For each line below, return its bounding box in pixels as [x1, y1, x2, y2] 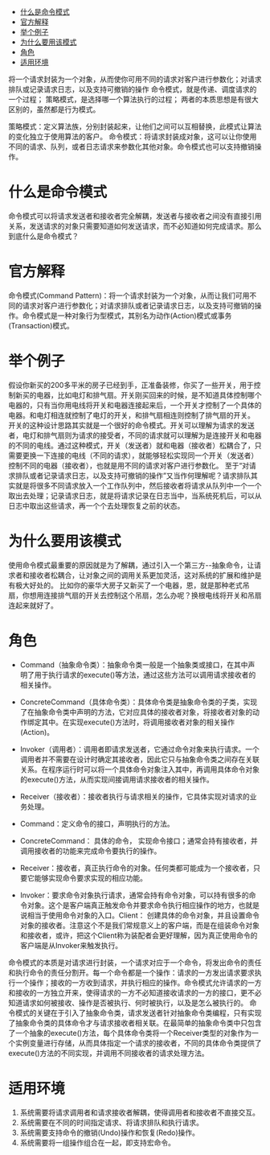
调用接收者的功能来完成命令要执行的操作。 [19, 846, 162, 856]
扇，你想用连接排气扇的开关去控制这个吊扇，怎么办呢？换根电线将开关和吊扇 [8, 590, 262, 600]
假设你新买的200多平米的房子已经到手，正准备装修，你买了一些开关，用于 [8, 380, 255, 390]
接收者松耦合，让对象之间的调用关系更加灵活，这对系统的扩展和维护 [29, 570, 255, 580]
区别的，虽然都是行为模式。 [8, 105, 100, 114]
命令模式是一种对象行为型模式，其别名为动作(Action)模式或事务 [22, 311, 232, 320]
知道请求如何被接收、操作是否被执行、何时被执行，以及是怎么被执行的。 [8, 997, 247, 1008]
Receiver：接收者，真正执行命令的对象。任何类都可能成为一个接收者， [19, 863, 254, 872]
